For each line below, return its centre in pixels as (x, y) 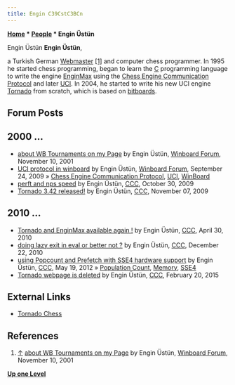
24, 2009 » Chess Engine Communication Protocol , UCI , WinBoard (114, 176)
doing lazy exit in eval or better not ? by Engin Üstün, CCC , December (118, 245)
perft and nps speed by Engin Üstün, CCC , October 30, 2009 (106, 183)
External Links (39, 297)
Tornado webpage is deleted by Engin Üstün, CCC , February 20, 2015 (118, 275)
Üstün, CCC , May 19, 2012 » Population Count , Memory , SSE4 (107, 267)
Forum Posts (35, 113)
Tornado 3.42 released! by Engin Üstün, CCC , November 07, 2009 (113, 191)
